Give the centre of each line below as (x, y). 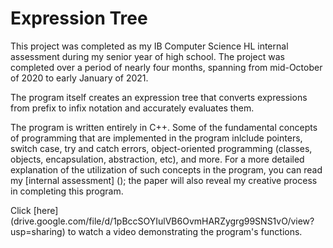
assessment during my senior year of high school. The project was (147, 56)
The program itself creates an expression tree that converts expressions (159, 97)
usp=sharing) (38, 231)
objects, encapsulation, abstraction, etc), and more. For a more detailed (157, 159)
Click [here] (34, 210)
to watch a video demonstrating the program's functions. (185, 231)
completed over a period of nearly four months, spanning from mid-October (166, 67)
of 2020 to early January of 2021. (79, 78)
